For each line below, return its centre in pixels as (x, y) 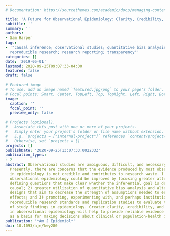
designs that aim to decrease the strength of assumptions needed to (84, 193)
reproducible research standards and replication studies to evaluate (86, 202)
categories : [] (21, 57)
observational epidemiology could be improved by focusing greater (82, 179)
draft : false (19, 76)
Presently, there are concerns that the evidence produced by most (82, 169)
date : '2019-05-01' (26, 61)
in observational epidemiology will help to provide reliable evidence (87, 211)
